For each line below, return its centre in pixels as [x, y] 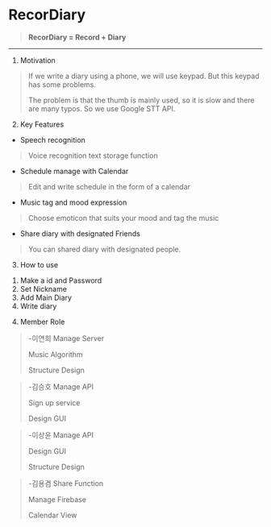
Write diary [38, 306]
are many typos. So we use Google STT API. [102, 108]
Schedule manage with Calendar [74, 171]
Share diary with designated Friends [80, 233]
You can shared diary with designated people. [104, 249]
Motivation [38, 60]
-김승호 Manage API [61, 386]
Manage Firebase [57, 499]
